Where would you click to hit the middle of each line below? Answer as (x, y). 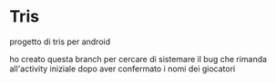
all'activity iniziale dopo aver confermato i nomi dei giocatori (123, 69)
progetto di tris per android (60, 41)
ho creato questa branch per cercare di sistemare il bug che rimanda (138, 59)
